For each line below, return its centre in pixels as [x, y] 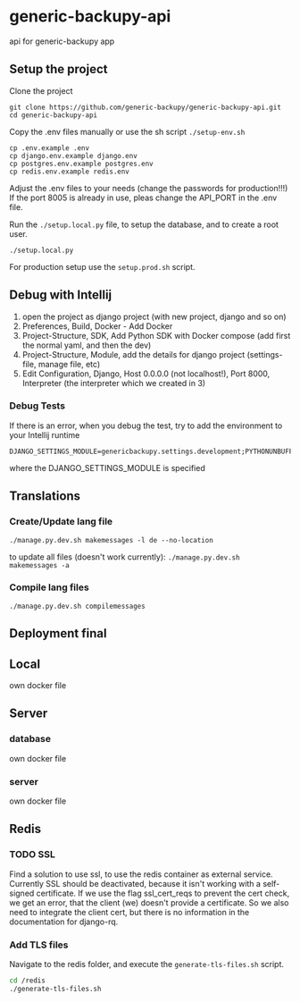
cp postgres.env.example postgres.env [81, 164]
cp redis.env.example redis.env [69, 172]
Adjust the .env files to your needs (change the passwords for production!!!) [149, 188]
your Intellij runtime [45, 434]
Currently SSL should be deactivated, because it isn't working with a [135, 883]
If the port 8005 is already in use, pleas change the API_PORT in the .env [143, 198]
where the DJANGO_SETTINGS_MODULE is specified [107, 467]
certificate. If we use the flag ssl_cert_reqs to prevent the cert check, [163, 893]
